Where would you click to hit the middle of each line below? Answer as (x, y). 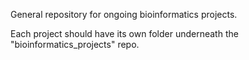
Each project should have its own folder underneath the (124, 33)
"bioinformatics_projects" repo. (75, 44)
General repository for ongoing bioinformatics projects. (124, 14)
